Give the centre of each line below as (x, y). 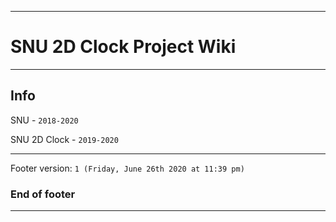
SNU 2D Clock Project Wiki (123, 47)
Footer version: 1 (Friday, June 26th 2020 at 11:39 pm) (127, 168)
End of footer (43, 194)
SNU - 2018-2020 (44, 120)
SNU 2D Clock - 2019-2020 (64, 139)
